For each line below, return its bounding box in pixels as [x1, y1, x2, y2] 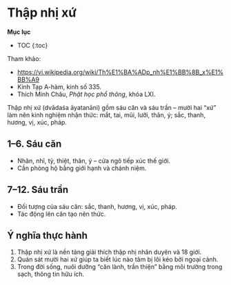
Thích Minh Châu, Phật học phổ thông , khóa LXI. [17, 90, 156, 98]
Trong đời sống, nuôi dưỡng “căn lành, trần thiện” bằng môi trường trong [17, 263, 223, 271]
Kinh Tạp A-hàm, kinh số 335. [17, 82, 102, 91]
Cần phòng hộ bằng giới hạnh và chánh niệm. [17, 164, 147, 172]
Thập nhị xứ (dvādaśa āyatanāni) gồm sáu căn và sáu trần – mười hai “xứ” [7, 103, 217, 111]
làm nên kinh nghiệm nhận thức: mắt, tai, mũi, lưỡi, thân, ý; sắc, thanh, [7, 111, 205, 119]
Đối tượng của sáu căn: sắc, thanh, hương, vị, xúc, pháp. [17, 202, 178, 210]
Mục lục [7, 28, 31, 36]
